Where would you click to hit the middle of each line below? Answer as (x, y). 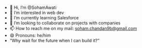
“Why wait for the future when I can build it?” (55, 40)
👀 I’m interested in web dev (37, 13)
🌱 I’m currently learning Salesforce (44, 18)
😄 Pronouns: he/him (30, 35)
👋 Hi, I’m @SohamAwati (33, 8)
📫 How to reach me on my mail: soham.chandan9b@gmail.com (73, 28)
